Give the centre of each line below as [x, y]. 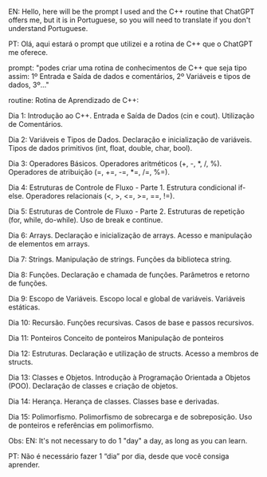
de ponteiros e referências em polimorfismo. [81, 425]
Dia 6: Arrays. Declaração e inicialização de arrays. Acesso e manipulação [130, 235]
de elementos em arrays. [49, 244]
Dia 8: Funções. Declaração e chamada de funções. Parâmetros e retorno [129, 275]
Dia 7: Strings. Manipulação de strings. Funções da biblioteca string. [120, 259]
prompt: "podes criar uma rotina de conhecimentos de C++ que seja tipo [128, 68]
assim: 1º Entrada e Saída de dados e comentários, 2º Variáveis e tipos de [130, 76]
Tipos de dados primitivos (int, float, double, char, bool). [100, 148]
